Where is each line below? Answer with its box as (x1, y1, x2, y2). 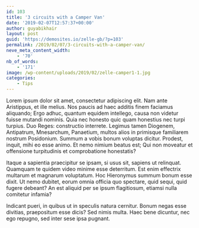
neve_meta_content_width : (6, 48, 70, 54)
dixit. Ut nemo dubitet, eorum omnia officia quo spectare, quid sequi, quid (6, 178, 188, 185)
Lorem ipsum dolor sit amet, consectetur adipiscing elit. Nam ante (6, 97, 168, 104)
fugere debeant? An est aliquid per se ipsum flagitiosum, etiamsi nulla (6, 185, 178, 191)
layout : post (6, 31, 39, 37)
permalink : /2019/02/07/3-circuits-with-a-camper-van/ (6, 42, 145, 48)
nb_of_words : (6, 58, 39, 64)
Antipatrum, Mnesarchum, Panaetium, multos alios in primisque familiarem (6, 129, 189, 136)
